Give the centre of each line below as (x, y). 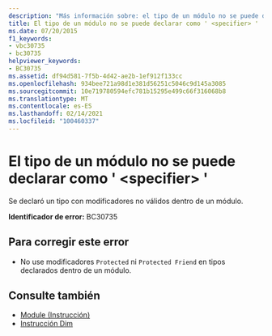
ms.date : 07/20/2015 (43, 31)
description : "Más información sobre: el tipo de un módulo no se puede (134, 16)
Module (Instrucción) (55, 315)
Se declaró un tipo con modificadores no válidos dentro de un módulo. (126, 201)
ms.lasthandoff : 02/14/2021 (56, 114)
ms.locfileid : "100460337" (54, 121)
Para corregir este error (69, 242)
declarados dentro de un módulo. (76, 270)
